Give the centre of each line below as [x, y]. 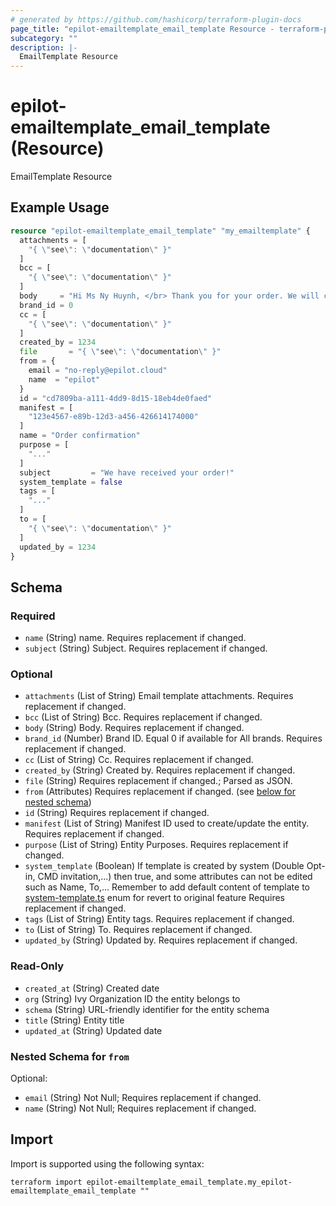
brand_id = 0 [46, 305]
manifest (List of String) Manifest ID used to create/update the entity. [167, 823]
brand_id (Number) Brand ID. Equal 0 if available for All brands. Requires [173, 738]
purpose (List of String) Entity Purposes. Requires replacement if [156, 845]
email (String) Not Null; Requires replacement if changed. [143, 1097]
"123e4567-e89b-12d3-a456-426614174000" [113, 417]
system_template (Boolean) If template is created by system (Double [164, 866]
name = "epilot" [64, 379]
